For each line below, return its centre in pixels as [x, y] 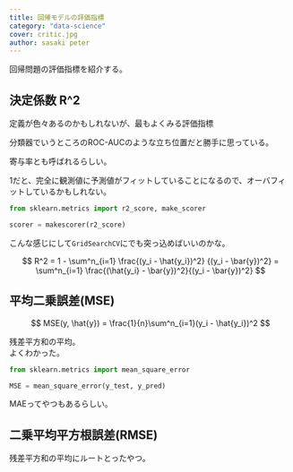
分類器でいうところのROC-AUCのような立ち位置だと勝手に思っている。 [142, 142]
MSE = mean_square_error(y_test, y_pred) [88, 386]
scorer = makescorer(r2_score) [68, 225]
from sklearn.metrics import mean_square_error [100, 369]
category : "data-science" [57, 26]
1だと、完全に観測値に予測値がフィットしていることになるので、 [128, 181]
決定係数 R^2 [45, 100]
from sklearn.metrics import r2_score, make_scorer [108, 209]
